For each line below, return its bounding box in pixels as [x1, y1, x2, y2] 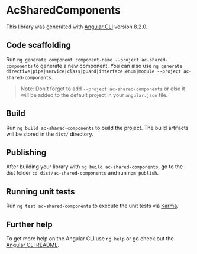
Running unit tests [6, 187, 75, 197]
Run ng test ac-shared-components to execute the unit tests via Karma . [6, 202, 179, 210]
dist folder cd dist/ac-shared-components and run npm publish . [6, 170, 159, 177]
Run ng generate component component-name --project [6, 56, 139, 63]
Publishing [6, 147, 47, 157]
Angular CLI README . [6, 242, 60, 248]
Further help [6, 219, 53, 229]
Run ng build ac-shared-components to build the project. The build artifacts [6, 124, 189, 131]
